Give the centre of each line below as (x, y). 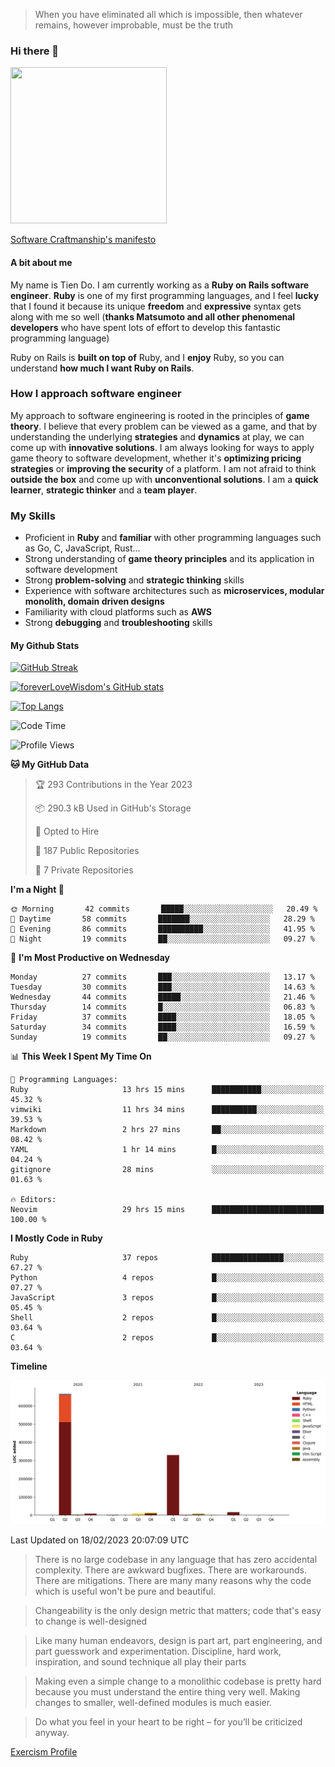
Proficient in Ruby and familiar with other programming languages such (173, 538)
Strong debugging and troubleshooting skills (118, 623)
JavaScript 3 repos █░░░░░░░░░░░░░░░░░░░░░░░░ (167, 1298)
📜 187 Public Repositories (87, 851)
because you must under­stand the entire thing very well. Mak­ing (167, 1691)
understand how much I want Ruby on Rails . (102, 368)
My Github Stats (45, 645)
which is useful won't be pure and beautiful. (125, 1591)
